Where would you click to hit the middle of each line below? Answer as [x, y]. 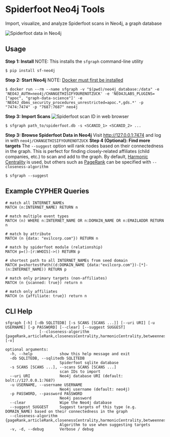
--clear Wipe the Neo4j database [61, 403]
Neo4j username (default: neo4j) [95, 389]
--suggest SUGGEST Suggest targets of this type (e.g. [73, 407]
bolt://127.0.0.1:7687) [30, 381]
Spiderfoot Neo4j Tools [55, 9]
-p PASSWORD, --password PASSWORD [46, 394]
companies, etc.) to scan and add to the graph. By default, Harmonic [77, 156]
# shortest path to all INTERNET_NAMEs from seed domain [67, 260]
